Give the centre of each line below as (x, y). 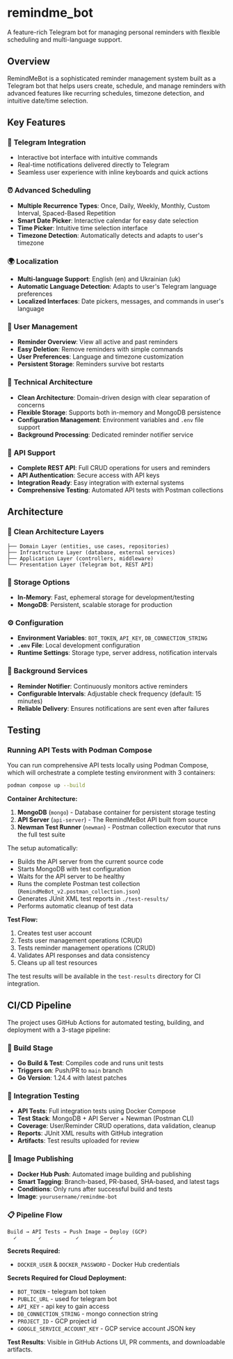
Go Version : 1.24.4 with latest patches (72, 1078)
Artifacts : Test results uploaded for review (78, 1141)
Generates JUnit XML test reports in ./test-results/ (93, 899)
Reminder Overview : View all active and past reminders (98, 342)
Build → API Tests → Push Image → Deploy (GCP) (78, 1232)
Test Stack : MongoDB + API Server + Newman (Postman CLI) (106, 1118)
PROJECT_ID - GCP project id (57, 1321)
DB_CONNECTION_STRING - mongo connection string (88, 1314)
